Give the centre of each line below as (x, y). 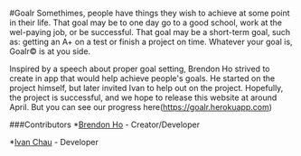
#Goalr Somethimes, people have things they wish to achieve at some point (150, 13)
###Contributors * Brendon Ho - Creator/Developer (105, 124)
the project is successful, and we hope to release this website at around (143, 97)
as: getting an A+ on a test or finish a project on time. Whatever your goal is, (151, 41)
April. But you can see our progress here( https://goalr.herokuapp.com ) (141, 107)
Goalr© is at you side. (50, 51)
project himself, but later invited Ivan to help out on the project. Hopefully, (146, 88)
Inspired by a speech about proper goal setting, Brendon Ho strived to (140, 69)
